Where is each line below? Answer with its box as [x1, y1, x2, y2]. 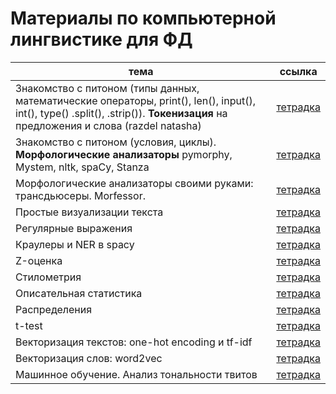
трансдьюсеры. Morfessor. [15, 188, 146, 202]
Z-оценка [15, 253, 63, 267]
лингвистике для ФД [10, 28, 193, 51]
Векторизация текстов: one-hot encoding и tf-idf [15, 335, 253, 349]
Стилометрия [15, 270, 82, 284]
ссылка [279, 64, 318, 78]
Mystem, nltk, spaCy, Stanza [15, 160, 150, 174]
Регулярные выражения [15, 221, 133, 235]
